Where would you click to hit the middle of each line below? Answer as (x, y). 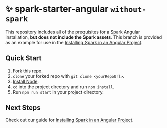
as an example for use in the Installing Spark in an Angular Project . (74, 42)
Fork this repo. (27, 71)
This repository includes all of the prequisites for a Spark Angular (73, 32)
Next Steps (23, 108)
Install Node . (26, 81)
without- (129, 9)
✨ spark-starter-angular (57, 9)
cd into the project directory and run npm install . (63, 87)
